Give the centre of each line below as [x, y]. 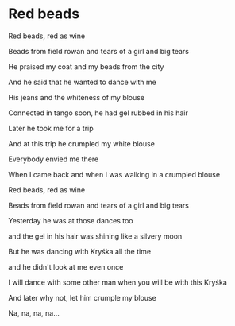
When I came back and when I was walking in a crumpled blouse [114, 174]
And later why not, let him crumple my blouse [82, 297]
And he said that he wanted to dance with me [82, 82]
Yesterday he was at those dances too [71, 220]
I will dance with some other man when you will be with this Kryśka [118, 282]
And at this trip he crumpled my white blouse [81, 143]
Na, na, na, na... [34, 313]
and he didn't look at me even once [66, 266]
